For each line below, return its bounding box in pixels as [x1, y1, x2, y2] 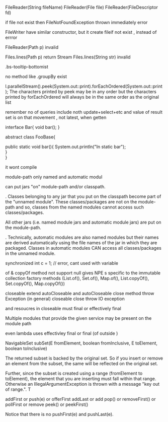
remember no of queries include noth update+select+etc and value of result [5, 109, 162, 115]
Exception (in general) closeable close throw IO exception [5, 296, 125, 302]
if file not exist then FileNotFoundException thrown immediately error [5, 20, 148, 25]
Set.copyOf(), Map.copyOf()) [5, 280, 65, 287]
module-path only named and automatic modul [5, 174, 103, 180]
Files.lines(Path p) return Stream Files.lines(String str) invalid [5, 54, 131, 60]
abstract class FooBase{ [5, 134, 56, 140]
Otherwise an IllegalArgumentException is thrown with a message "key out [5, 381, 160, 387]
